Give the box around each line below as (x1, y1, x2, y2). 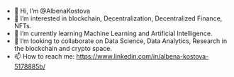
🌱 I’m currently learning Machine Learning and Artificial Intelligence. (13, 29, 213, 37)
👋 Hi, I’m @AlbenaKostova (13, 7, 91, 15)
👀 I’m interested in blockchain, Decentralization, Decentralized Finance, (13, 14, 223, 23)
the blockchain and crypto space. (13, 45, 112, 52)
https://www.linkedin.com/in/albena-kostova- (76, 52, 209, 60)
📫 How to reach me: (13, 52, 75, 60)
